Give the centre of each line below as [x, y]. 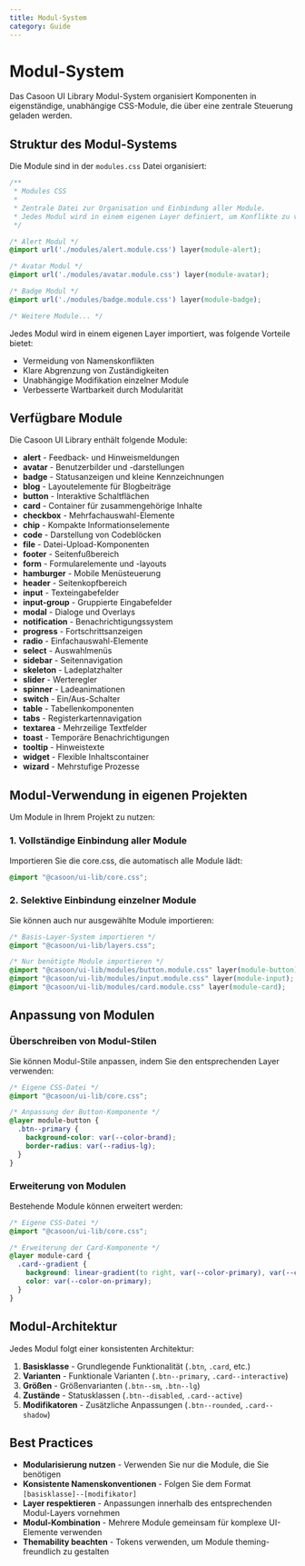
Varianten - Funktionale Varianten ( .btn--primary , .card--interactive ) [155, 1376]
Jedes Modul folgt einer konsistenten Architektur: [102, 1348]
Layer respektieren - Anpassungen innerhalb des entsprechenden [147, 1503]
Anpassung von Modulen [82, 1016]
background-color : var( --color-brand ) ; [101, 1138]
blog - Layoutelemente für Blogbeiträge [97, 486]
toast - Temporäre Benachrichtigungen [96, 738]
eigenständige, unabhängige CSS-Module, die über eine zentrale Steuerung [151, 106]
